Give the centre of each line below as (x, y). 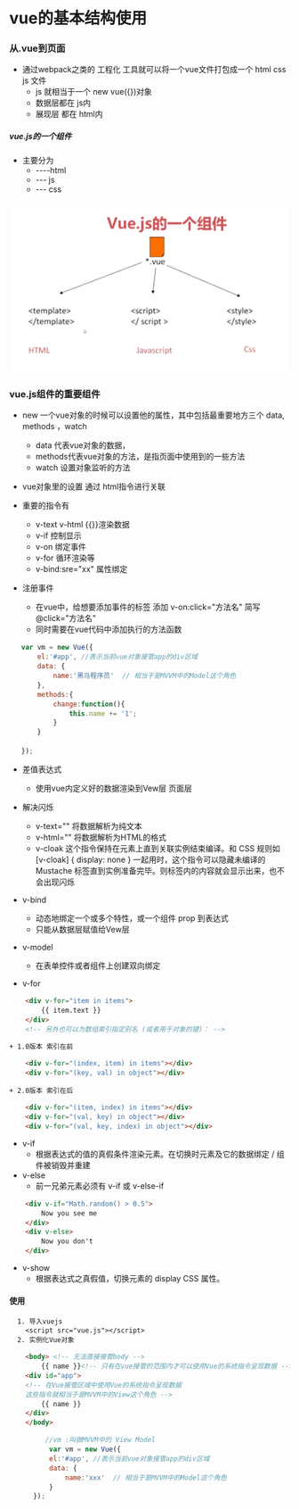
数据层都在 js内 (63, 103)
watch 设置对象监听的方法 (83, 468)
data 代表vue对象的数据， (83, 445)
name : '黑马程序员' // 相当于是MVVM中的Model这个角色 (145, 676)
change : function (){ (89, 704)
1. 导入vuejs (40, 1322)
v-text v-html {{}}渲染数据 (83, 525)
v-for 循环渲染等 (65, 558)
